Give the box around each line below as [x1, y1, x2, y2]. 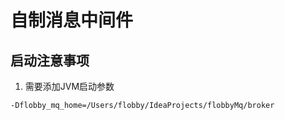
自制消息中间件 [10, 9, 134, 32]
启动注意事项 [10, 52, 90, 69]
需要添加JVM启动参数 [24, 81, 115, 92]
